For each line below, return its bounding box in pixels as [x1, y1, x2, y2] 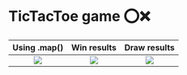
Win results [71, 42, 117, 53]
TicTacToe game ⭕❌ [8, 7, 151, 26]
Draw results [124, 42, 176, 53]
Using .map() [12, 42, 64, 53]
